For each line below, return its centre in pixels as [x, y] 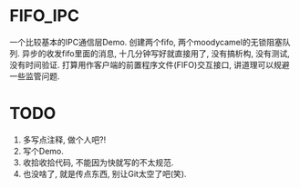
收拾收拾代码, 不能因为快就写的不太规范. [98, 162]
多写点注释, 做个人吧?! [64, 139]
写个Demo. [43, 151]
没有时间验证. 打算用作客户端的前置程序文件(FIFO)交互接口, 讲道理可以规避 [150, 64]
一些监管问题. [35, 76]
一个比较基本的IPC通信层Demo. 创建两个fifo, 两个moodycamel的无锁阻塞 [146, 42]
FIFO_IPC [45, 16]
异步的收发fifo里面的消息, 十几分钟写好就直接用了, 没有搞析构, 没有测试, [155, 53]
